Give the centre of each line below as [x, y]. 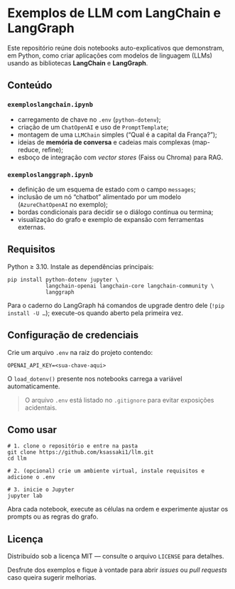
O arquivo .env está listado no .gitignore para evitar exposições [119, 400]
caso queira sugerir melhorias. [52, 578]
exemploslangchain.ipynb [50, 105]
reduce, [29, 149]
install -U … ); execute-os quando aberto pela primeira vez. [95, 313]
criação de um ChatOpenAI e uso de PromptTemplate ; [93, 127]
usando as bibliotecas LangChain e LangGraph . [78, 63]
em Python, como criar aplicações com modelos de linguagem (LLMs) [110, 55]
